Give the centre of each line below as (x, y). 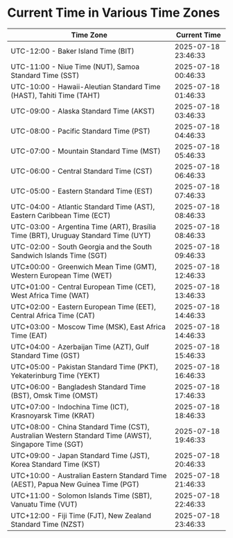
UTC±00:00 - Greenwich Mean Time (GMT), (84, 267)
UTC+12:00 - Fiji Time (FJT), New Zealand (81, 515)
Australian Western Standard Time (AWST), (81, 435)
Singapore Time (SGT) (47, 444)
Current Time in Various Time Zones (114, 13)
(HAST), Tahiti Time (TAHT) (55, 95)
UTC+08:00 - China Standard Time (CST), (80, 427)
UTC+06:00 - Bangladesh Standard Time (78, 386)
